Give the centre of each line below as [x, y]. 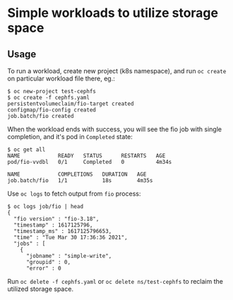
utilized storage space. [41, 289]
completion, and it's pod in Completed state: [70, 137]
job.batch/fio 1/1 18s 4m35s [80, 181]
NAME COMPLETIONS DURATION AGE [77, 174]
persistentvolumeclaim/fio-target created [71, 104]
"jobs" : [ [30, 244]
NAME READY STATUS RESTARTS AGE [86, 156]
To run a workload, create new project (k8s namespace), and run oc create [117, 71]
